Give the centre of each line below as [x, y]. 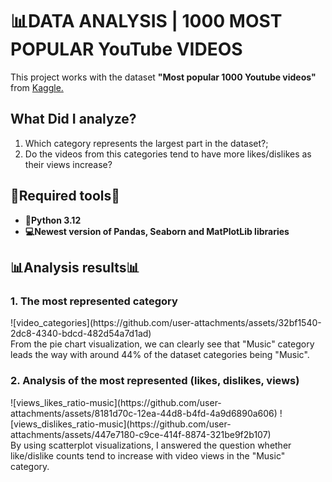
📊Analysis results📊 [75, 267]
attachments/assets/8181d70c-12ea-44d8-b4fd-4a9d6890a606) [144, 413]
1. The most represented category [94, 301]
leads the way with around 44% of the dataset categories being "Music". [160, 355]
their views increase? [68, 164]
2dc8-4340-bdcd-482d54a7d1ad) [81, 334]
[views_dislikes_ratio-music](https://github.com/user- [121, 424]
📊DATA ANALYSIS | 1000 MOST [146, 21]
